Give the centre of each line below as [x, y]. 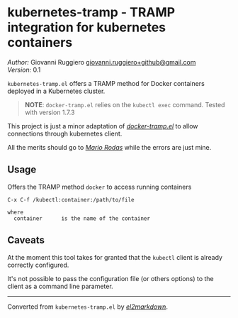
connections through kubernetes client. [65, 133]
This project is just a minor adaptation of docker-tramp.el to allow [103, 126]
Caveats [26, 240]
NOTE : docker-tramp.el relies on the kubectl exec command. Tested [125, 104]
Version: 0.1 [24, 70]
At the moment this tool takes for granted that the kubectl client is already [115, 257]
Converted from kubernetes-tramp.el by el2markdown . [88, 307]
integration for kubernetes [87, 27]
